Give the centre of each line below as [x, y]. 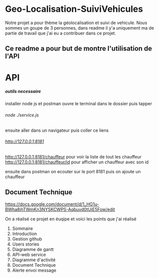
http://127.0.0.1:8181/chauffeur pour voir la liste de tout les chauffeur [73, 156]
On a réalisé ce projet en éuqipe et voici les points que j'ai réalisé [71, 219]
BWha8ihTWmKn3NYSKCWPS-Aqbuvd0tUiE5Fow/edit [60, 209]
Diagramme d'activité [34, 260]
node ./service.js [22, 115]
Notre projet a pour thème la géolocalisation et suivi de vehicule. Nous [76, 23]
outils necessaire [23, 92]
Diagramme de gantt [33, 249]
